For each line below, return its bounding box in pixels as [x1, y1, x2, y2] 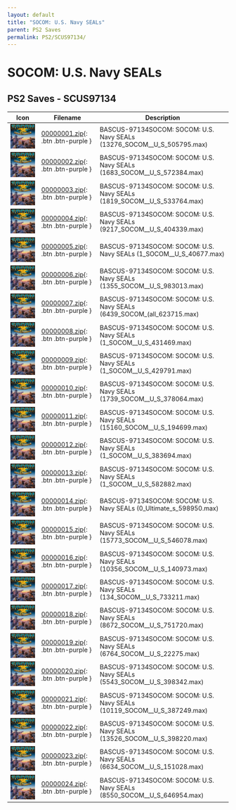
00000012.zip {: [41, 440, 88, 449]
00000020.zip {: [41, 667, 88, 675]
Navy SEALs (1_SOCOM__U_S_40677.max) [99, 250, 225, 258]
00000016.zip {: [41, 553, 88, 562]
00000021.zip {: [41, 695, 88, 703]
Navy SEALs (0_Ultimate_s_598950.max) [99, 504, 219, 513]
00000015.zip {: [41, 525, 88, 534]
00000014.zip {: [41, 496, 88, 506]
